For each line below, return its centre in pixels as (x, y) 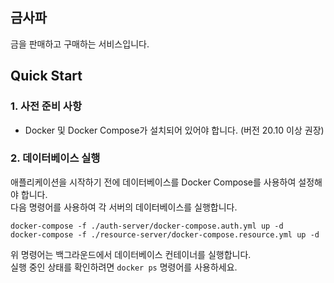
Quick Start (46, 76)
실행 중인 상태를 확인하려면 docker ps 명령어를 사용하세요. (124, 267)
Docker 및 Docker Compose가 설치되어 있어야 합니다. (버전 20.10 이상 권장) (174, 130)
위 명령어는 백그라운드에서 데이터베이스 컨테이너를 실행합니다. (131, 254)
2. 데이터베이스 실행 (55, 158)
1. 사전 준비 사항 (46, 106)
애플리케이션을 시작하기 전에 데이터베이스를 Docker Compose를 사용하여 (153, 182)
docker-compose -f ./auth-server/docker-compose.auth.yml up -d (147, 226)
